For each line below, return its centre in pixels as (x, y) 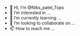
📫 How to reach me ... (32, 28)
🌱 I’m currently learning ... (35, 18)
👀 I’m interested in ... (30, 13)
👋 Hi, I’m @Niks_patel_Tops (37, 8)
